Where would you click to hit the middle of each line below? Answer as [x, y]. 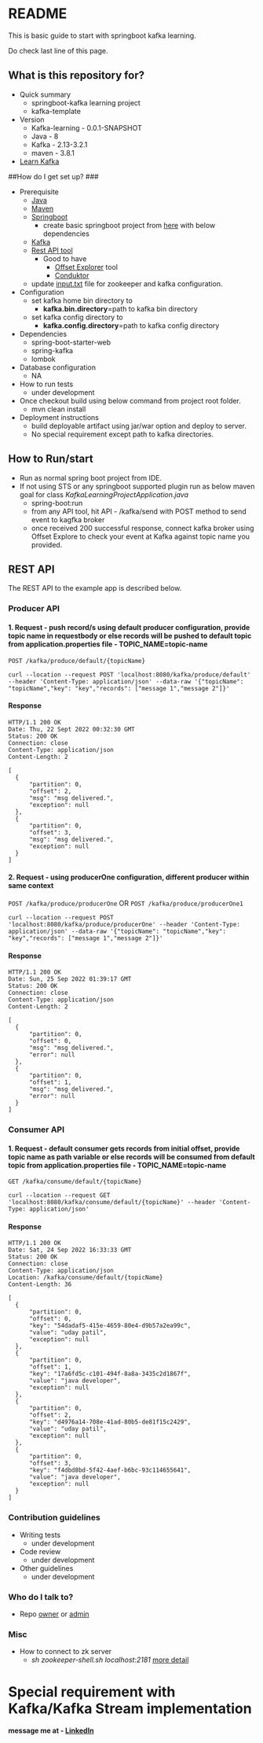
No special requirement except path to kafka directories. [122, 434]
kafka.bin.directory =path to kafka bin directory [120, 308]
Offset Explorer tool [86, 267]
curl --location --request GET [59, 1196]
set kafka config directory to [77, 317]
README [38, 14]
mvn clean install [58, 409]
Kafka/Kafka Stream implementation [130, 1708]
